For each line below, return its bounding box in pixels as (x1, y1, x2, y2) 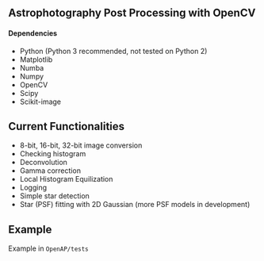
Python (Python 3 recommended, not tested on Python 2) (19, 46, 208, 56)
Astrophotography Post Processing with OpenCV (8, 6, 256, 20)
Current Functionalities (8, 119, 125, 133)
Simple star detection (19, 191, 90, 201)
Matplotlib (19, 55, 53, 64)
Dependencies (8, 28, 58, 38)
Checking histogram (19, 149, 86, 159)
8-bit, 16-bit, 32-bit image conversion (19, 140, 143, 150)
